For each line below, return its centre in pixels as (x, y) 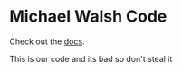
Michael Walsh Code (88, 17)
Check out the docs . (47, 41)
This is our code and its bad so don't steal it (91, 58)
